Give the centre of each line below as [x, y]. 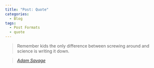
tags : [10, 23]
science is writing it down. [43, 51]
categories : [17, 14]
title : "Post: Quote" [27, 9]
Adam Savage [31, 60]
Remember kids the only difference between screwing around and [83, 46]
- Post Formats [25, 28]
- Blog [16, 18]
